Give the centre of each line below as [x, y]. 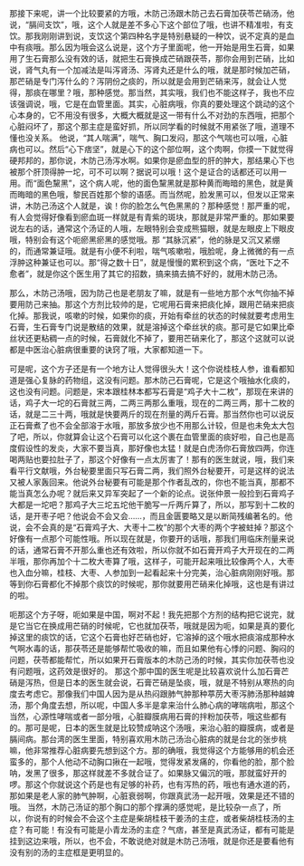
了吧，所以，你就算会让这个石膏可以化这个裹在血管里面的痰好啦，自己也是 [148, 437]
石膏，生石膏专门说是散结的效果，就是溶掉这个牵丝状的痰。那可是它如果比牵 [152, 327]
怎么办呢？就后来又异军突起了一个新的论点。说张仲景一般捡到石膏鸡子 [164, 493]
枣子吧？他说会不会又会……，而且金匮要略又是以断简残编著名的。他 [166, 516]
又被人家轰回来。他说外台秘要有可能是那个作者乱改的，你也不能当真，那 [144, 482]
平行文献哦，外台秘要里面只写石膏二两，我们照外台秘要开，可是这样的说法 [156, 471]
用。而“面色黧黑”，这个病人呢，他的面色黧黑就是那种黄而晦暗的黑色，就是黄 [152, 183]
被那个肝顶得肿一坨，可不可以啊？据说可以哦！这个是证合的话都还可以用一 [148, 172]
